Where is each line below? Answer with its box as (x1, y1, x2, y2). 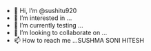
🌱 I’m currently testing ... (13, 21, 84, 29)
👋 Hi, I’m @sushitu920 (13, 7, 77, 14)
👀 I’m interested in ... (13, 14, 72, 22)
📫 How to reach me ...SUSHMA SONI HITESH (13, 37, 145, 44)
